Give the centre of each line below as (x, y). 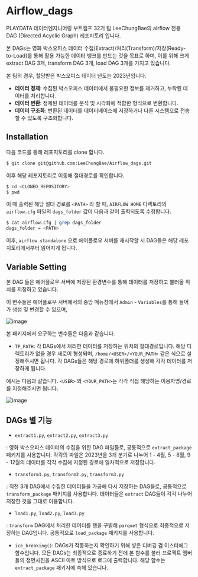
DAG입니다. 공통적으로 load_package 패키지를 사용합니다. (88, 532)
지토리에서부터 (23, 248)
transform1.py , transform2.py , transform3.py (69, 474)
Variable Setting (36, 267)
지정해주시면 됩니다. (35, 388)
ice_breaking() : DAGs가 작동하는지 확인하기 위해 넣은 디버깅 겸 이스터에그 (101, 545)
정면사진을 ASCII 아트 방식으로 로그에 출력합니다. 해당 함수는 (95, 560)
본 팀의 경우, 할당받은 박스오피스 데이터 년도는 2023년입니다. (76, 75)
